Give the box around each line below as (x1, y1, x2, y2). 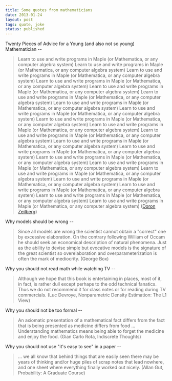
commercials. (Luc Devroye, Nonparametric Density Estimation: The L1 (17, 292, 167, 298)
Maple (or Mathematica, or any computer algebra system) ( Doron (17, 203, 156, 209)
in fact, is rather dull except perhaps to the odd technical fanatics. (17, 281, 157, 287)
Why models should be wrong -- (5, 218, 74, 225)
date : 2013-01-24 (5, 12, 42, 17)
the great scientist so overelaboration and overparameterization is (17, 250, 157, 256)
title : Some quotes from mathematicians (5, 7, 93, 13)
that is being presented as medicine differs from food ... (17, 323, 136, 329)
